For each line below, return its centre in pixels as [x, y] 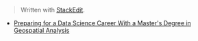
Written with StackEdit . [53, 10]
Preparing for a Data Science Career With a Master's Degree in [102, 23]
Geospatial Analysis [41, 30]
